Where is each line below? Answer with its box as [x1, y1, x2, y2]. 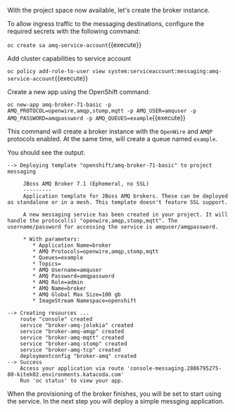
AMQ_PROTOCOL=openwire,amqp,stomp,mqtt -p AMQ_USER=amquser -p [7, 108, 197, 115]
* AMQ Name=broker [32, 285, 87, 292]
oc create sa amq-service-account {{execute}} [7, 41, 142, 49]
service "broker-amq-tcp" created [20, 347, 121, 354]
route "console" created [20, 316, 93, 323]
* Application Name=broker [32, 242, 112, 249]
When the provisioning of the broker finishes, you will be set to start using [7, 390, 222, 398]
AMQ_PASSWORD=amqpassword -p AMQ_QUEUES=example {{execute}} [7, 114, 186, 122]
